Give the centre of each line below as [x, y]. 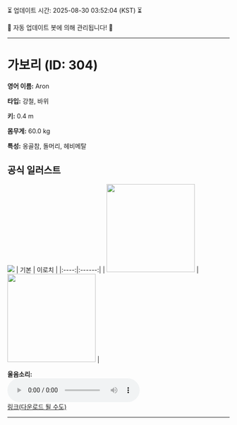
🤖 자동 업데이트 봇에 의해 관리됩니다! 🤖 [60, 27]
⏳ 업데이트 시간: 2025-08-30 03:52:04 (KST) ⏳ [75, 10]
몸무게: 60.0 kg [29, 131]
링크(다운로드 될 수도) [37, 407]
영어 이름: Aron [28, 86]
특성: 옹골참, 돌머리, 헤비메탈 [47, 146]
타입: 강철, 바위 [28, 101]
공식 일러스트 [34, 170]
